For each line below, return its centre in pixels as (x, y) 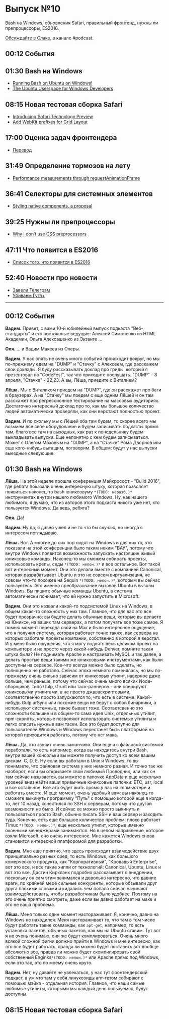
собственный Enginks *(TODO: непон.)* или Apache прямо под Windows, (82, 957)
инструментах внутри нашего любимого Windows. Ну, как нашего (76, 497)
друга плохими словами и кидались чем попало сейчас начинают (77, 889)
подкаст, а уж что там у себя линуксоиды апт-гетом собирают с (74, 978)
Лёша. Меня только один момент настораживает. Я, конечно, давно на (82, 914)
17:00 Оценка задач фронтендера (61, 138)
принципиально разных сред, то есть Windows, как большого (72, 856)
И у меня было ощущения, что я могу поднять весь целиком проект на (82, 644)
